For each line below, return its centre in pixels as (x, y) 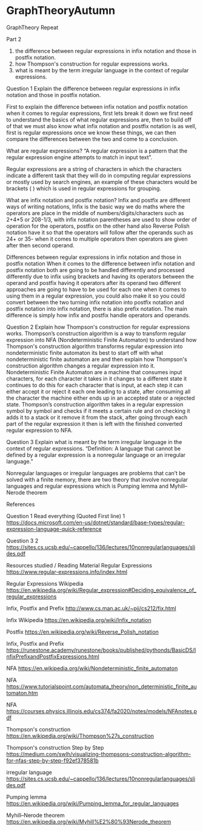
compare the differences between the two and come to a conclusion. (92, 139)
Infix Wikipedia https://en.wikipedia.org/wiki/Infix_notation (79, 620)
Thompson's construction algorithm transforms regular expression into (95, 346)
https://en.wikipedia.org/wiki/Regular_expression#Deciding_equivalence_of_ (101, 590)
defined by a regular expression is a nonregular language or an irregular (96, 455)
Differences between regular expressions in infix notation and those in (94, 257)
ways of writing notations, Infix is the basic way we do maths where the (95, 207)
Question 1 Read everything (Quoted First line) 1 (66, 516)
